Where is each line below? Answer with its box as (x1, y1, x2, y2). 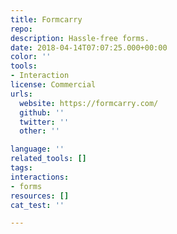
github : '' (19, 107, 65, 118)
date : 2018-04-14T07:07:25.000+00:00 (10, 42, 168, 53)
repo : (10, 24, 33, 34)
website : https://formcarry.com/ (19, 98, 159, 108)
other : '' (19, 126, 60, 136)
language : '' (10, 144, 65, 155)
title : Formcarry (10, 14, 83, 25)
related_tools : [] (10, 154, 87, 164)
